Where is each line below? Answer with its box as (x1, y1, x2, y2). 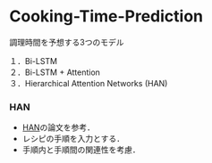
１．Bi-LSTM (9, 55, 58, 66)
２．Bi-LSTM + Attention (9, 67, 101, 77)
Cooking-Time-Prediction (9, 6, 204, 27)
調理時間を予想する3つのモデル (9, 37, 124, 47)
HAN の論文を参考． (21, 122, 96, 133)
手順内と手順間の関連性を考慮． (21, 144, 140, 155)
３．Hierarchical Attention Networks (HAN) (9, 77, 168, 88)
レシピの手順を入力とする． (21, 134, 125, 144)
